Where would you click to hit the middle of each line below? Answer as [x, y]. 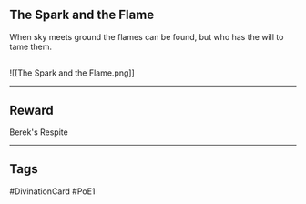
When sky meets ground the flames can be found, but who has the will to [147, 36]
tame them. [31, 46]
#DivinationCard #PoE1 [52, 191]
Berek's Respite [39, 132]
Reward [32, 110]
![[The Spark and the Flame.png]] [72, 73]
